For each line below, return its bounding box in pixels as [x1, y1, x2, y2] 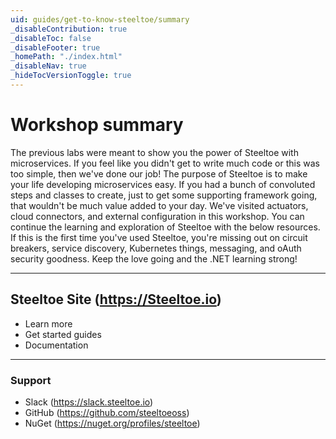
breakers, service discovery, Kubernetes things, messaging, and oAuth [10, 242, 302, 254]
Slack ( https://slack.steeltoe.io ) [24, 396, 154, 408]
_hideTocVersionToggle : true [10, 71, 132, 81]
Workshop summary [10, 114, 184, 136]
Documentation [24, 339, 89, 351]
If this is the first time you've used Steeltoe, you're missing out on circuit [10, 231, 308, 243]
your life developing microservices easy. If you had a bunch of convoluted [10, 178, 316, 190]
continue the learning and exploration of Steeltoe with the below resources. [10, 221, 321, 233]
